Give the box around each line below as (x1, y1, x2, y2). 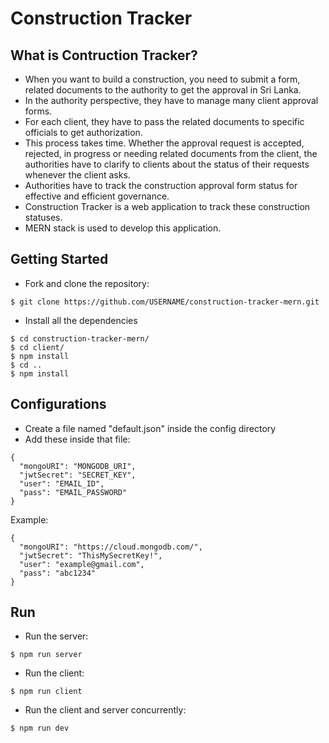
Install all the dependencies (24, 314, 138, 326)
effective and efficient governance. (24, 190, 170, 202)
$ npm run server (10, 650, 83, 660)
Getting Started (10, 251, 109, 268)
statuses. (24, 212, 63, 223)
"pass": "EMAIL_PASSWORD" (19, 487, 128, 497)
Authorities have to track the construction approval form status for (24, 180, 298, 191)
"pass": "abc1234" (19, 568, 97, 578)
